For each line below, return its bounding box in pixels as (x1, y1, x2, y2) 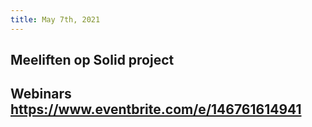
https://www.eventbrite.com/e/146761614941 (10, 101, 302, 118)
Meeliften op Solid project (10, 52, 175, 69)
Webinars (10, 86, 72, 103)
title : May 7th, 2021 (10, 14, 101, 25)
